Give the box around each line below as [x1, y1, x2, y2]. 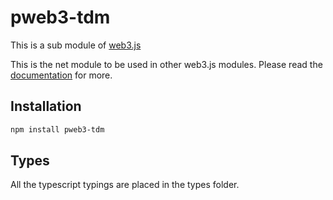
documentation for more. [10, 69, 113, 81]
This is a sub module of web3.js [10, 39, 142, 51]
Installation [10, 98, 82, 115]
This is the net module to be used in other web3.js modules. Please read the [10, 58, 323, 70]
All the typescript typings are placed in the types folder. [10, 179, 240, 191]
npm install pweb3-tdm [10, 124, 105, 135]
